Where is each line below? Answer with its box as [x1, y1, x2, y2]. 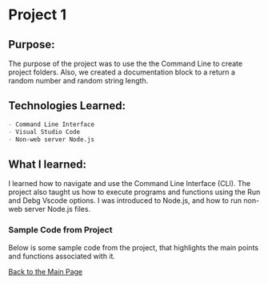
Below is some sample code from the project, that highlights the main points [8, 242, 258, 252]
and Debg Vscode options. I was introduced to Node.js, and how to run [8, 196, 242, 205]
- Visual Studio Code [8, 128, 81, 136]
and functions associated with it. [8, 251, 116, 261]
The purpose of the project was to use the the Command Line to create [8, 59, 242, 68]
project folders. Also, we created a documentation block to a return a [8, 67, 236, 77]
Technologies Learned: [8, 99, 126, 113]
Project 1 [8, 6, 66, 24]
